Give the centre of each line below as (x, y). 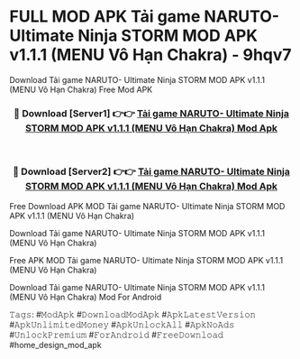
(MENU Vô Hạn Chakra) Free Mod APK (81, 89)
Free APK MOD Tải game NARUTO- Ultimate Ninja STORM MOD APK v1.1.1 (146, 260)
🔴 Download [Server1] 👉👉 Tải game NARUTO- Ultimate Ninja (151, 113)
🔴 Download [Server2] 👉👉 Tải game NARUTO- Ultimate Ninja (151, 171)
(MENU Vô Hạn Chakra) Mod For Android (86, 297)
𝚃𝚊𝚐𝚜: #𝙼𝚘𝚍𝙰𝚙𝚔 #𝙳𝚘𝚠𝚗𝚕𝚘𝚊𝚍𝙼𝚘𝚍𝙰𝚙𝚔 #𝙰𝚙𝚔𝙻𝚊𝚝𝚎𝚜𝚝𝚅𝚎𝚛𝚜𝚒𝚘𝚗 (133, 314)
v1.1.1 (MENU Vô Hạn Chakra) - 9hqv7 (150, 55)
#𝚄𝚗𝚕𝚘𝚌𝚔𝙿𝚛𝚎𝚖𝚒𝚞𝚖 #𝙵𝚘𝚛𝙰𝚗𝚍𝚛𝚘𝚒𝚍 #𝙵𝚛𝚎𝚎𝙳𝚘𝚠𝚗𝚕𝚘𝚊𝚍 (116, 335)
